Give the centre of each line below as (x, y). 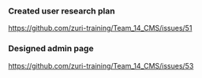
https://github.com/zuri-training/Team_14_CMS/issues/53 (101, 65)
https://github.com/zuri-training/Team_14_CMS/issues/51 (100, 28)
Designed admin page (51, 49)
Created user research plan (62, 11)
